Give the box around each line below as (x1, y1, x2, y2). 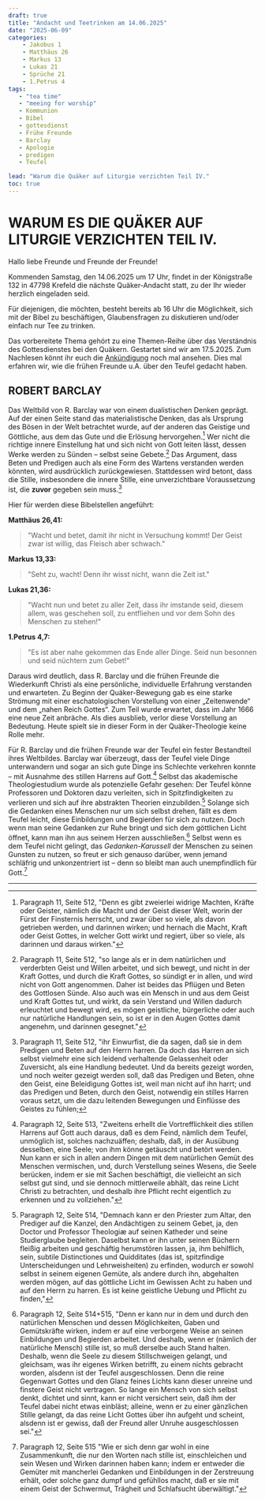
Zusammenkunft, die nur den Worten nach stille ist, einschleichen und (19, 1450, 247, 1460)
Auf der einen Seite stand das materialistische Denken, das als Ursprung (8, 414, 244, 423)
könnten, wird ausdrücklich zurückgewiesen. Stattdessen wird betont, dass (8, 466, 252, 476)
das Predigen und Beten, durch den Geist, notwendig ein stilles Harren (19, 1087, 249, 1097)
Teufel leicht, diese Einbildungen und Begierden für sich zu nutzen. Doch (8, 814, 245, 824)
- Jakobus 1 (22, 41, 62, 49)
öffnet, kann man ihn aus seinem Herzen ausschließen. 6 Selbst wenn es (8, 831, 242, 842)
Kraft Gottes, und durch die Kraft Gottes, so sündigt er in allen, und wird (19, 971, 253, 981)
